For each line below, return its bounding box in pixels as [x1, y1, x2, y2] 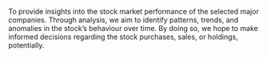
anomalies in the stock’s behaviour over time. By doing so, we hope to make [8, 24, 258, 33]
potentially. [8, 41, 45, 50]
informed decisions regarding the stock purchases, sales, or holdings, [8, 32, 238, 41]
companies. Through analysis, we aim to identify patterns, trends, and [8, 15, 239, 25]
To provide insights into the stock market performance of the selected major [8, 7, 260, 16]
